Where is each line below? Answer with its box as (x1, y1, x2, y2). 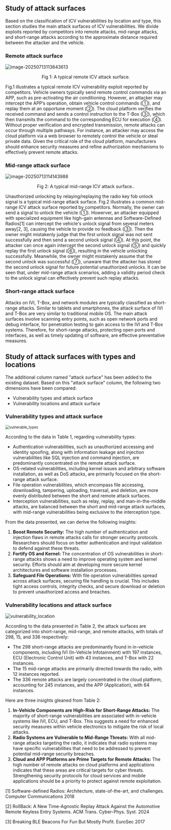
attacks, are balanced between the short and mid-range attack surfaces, (12, 503, 166, 509)
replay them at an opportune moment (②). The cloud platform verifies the (5, 106, 162, 112)
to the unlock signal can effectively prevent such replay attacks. (5, 275, 140, 281)
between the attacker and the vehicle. (5, 39, 85, 46)
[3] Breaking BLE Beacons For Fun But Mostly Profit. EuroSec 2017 (5, 819, 145, 825)
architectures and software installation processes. (12, 567, 118, 573)
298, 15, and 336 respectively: (5, 634, 69, 640)
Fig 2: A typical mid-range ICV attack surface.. (37, 183, 135, 190)
